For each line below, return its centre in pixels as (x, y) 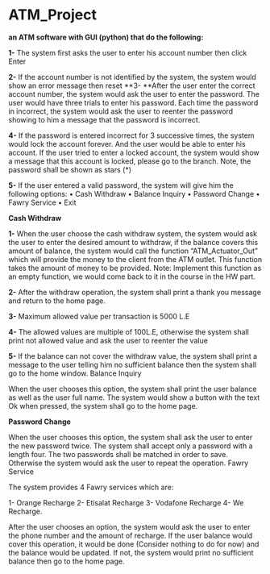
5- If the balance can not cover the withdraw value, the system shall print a (133, 356)
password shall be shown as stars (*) (70, 169)
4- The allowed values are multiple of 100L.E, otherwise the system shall (129, 331)
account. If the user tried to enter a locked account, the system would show (134, 152)
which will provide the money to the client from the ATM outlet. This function (135, 259)
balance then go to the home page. (66, 561)
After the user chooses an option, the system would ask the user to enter (129, 526)
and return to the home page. (57, 301)
